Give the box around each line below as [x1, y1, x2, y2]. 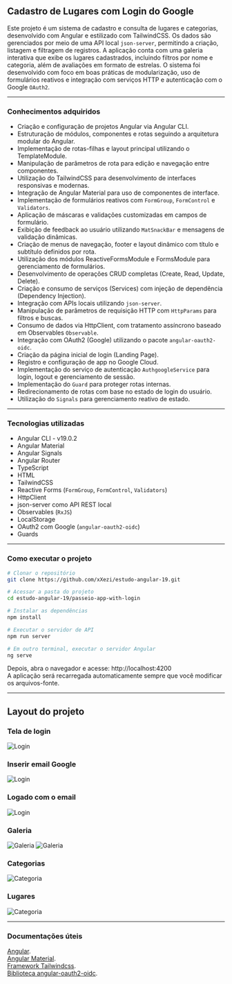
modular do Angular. [17, 137, 76, 146]
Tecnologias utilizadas [7, 419, 85, 428]
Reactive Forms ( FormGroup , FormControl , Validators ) [17, 486, 168, 494]
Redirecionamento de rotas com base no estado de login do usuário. [17, 387, 213, 396]
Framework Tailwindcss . [7, 961, 77, 969]
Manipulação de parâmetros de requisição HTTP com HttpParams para [17, 306, 217, 315]
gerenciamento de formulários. [17, 263, 106, 271]
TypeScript [17, 464, 49, 472]
